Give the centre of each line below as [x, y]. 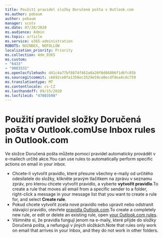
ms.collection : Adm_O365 [30, 55]
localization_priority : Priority [39, 50]
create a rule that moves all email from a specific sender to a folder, [80, 189]
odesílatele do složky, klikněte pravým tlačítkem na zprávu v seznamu [82, 179]
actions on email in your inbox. [36, 164]
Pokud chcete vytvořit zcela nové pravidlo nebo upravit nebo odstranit [83, 204]
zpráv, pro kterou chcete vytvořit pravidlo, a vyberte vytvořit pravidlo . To [85, 184]
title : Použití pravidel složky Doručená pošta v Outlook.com [69, 9]
